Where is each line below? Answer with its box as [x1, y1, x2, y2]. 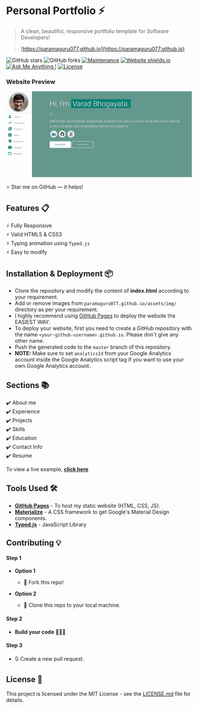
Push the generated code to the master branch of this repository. [14, 343, 172, 350]
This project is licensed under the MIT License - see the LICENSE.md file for [6, 690, 191, 697]
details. [6, 696, 24, 703]
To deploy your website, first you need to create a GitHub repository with [14, 325, 192, 332]
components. [14, 514, 47, 521]
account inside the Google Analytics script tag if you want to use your [14, 356, 184, 363]
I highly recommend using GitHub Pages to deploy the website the [14, 312, 176, 319]
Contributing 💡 [6, 538, 62, 548]
